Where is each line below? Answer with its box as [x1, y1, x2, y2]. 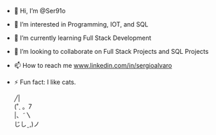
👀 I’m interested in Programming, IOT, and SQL [13, 20, 149, 28]
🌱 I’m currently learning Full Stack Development [13, 34, 152, 42]
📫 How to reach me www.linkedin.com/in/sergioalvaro [13, 62, 173, 69]
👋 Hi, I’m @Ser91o [13, 7, 66, 15]
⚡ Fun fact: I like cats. [13, 78, 76, 86]
